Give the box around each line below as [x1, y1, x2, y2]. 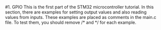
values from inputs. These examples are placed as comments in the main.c [5, 15, 157, 20]
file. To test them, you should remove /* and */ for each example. [5, 19, 136, 25]
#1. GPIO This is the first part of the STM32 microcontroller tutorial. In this [5, 4, 154, 10]
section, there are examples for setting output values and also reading [5, 9, 147, 15]
